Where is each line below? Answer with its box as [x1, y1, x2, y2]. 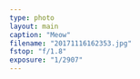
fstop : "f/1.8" [9, 47, 67, 56]
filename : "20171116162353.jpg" [9, 38, 132, 48]
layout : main [9, 22, 59, 31]
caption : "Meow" [9, 30, 71, 39]
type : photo [9, 13, 55, 23]
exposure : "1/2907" [9, 55, 84, 64]
